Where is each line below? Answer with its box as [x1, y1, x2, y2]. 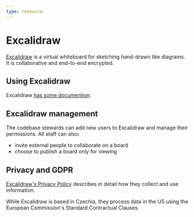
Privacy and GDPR [6, 165, 73, 175]
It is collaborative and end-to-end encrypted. [6, 59, 114, 66]
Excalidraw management [6, 109, 98, 119]
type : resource [6, 8, 43, 15]
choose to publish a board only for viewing [14, 148, 118, 155]
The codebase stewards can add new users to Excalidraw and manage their [6, 124, 188, 132]
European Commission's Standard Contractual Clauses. [6, 204, 140, 211]
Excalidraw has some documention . [6, 92, 91, 99]
